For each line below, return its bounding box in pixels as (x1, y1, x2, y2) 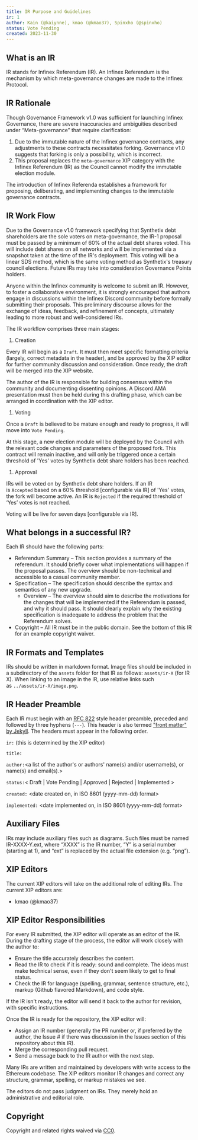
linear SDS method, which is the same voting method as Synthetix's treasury (6, 258, 193, 265)
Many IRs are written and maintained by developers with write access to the (6, 1064, 191, 1071)
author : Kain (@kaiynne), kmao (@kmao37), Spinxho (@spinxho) (6, 20, 163, 25)
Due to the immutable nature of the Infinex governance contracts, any (14, 138, 185, 145)
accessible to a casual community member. (14, 573, 121, 581)
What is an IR (6, 53, 56, 63)
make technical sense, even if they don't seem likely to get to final (14, 967, 176, 975)
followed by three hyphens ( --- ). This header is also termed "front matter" (6, 721, 187, 728)
